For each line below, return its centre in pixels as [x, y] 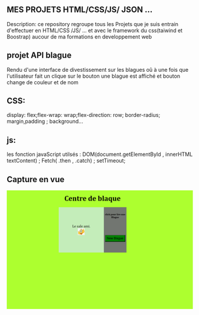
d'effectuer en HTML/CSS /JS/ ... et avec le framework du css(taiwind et [94, 30]
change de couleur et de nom [43, 82]
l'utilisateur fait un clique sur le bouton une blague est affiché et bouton [94, 76]
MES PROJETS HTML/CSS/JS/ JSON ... [80, 10]
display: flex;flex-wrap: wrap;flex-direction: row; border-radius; [84, 115]
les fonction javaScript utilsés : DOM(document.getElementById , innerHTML [100, 154]
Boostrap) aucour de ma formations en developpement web [79, 36]
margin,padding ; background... [45, 122]
